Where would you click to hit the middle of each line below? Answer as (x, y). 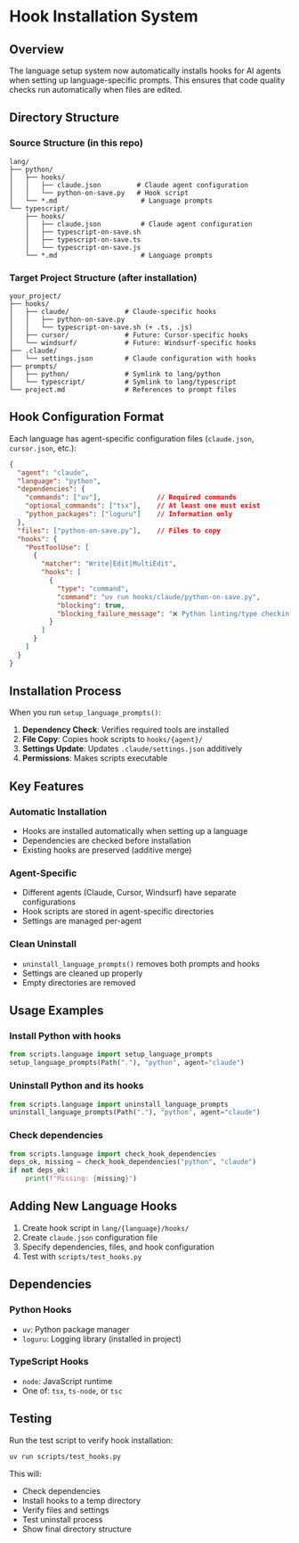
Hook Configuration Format (87, 417)
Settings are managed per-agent (82, 921)
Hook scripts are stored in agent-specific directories (118, 912)
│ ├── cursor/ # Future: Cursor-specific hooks (129, 335)
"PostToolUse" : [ (57, 547)
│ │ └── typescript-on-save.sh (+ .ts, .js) (101, 327)
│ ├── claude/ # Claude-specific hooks (113, 311)
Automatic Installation (58, 812)
